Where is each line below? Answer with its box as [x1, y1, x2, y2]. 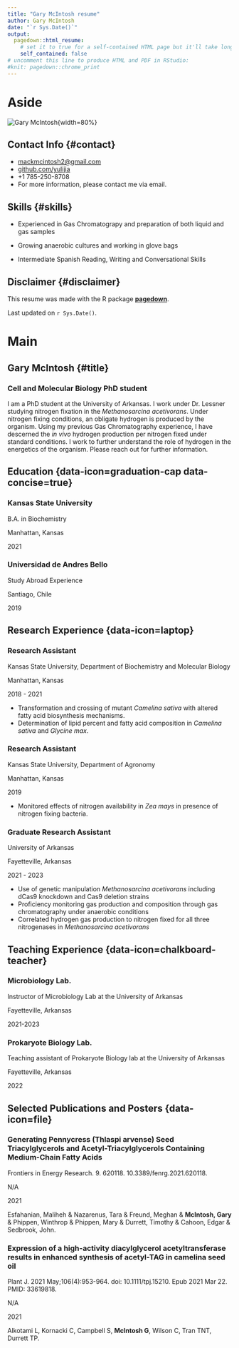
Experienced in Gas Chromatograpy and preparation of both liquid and [17, 220, 224, 228]
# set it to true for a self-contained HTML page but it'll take [20, 44, 218, 51]
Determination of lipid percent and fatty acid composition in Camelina [17, 719, 222, 727]
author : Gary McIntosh [7, 17, 75, 24]
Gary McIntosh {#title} [7, 362, 109, 374]
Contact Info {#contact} [7, 138, 116, 151]
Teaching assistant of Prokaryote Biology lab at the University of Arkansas [7, 1054, 225, 1063]
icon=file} [7, 1113, 53, 1125]
